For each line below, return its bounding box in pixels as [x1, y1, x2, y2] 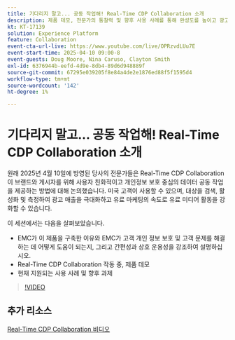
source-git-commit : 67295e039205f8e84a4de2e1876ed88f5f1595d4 [7, 69, 192, 76]
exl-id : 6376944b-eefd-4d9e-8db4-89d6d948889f [7, 62, 145, 69]
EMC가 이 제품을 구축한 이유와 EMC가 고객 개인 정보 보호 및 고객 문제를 [17, 234, 213, 243]
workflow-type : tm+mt [7, 75, 71, 83]
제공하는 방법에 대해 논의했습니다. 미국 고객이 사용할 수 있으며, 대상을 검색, [14, 186, 218, 195]
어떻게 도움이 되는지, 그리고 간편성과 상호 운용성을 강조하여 [38, 243, 199, 251]
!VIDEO [24, 283, 45, 292]
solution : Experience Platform [7, 29, 99, 37]
